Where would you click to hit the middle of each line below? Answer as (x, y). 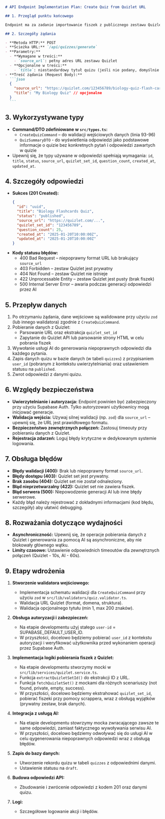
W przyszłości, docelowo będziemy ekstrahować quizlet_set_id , (86, 693)
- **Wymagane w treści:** (36, 57)
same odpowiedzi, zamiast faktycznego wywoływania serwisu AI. (86, 728)
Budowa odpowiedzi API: (38, 778)
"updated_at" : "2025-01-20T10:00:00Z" (56, 239)
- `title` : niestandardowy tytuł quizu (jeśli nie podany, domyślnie (87, 70)
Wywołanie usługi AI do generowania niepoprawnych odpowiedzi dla (82, 348)
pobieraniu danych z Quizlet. (41, 433)
